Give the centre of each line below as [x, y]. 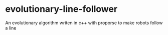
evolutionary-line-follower [61, 9]
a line [11, 28]
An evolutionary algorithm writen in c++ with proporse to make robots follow [84, 23]
